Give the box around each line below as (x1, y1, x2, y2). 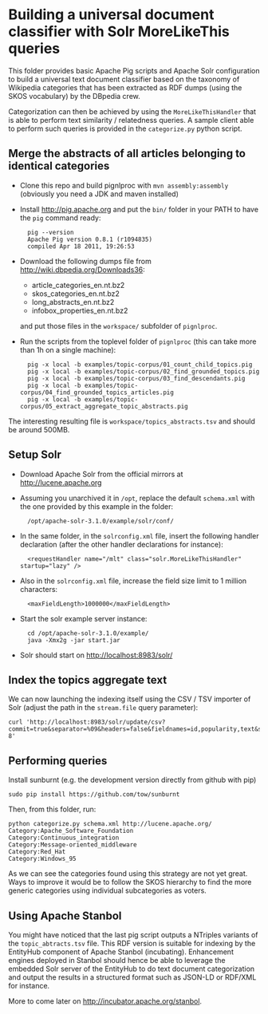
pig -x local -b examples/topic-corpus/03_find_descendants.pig (27, 374, 246, 382)
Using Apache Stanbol (8, 909, 122, 922)
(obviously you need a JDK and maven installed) (19, 189, 179, 199)
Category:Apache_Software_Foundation (8, 827, 134, 835)
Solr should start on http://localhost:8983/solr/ (19, 650, 173, 660)
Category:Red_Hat (8, 848, 66, 856)
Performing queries (8, 754, 108, 767)
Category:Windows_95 (8, 855, 77, 863)
